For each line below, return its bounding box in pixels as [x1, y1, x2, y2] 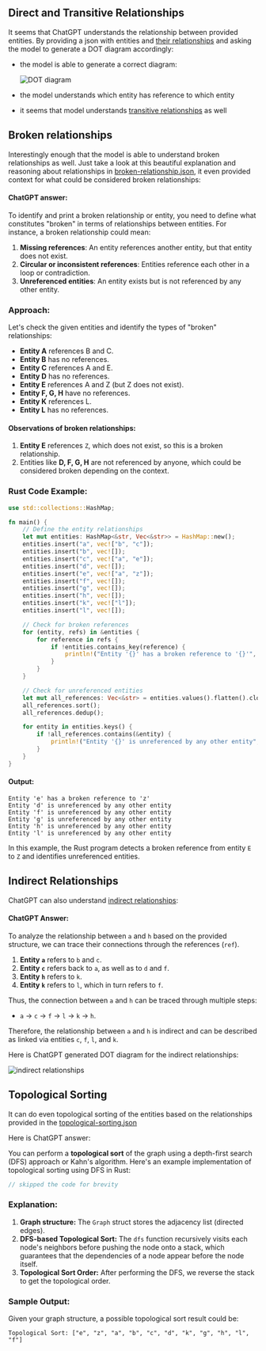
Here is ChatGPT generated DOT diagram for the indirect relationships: [8, 1049, 239, 1060]
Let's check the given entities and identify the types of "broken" [8, 322, 218, 332]
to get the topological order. [19, 1276, 111, 1285]
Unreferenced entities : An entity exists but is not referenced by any [19, 276, 241, 286]
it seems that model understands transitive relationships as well [19, 105, 227, 115]
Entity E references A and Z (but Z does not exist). [19, 380, 184, 390]
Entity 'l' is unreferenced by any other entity [8, 829, 172, 837]
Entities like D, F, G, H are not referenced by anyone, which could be [19, 458, 241, 467]
